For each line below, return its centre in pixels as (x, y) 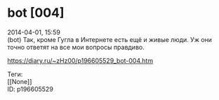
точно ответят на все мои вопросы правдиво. (76, 47)
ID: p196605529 (31, 89)
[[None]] (20, 81)
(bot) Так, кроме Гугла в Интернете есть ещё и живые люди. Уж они (110, 39)
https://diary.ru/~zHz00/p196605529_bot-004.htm (80, 60)
